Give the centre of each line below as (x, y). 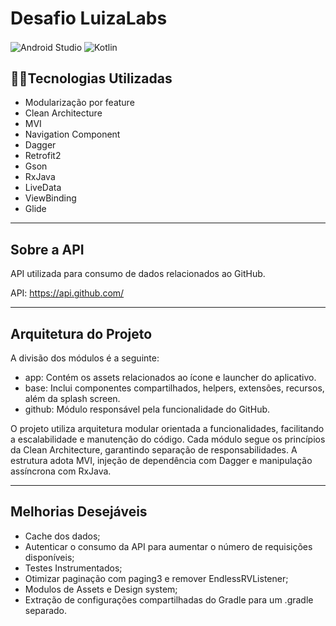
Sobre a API (47, 249)
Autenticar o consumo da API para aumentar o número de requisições (168, 546)
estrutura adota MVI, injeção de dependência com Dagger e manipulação (161, 461)
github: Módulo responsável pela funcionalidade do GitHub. (147, 409)
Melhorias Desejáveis (79, 512)
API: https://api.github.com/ (67, 293)
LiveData (43, 188)
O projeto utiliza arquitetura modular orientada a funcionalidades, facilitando (167, 429)
